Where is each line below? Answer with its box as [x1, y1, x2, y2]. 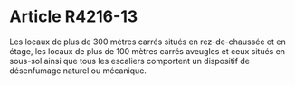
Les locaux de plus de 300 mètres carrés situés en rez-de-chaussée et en [9, 36, 287, 47]
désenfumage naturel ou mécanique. [9, 65, 147, 76]
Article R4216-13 [9, 6, 138, 27]
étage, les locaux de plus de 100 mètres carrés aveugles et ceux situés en [9, 45, 286, 56]
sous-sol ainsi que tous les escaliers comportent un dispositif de [9, 55, 251, 66]
